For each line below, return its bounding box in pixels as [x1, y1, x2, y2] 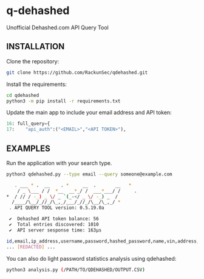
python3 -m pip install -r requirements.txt [6, 98, 121, 104]
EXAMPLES [6, 143, 50, 154]
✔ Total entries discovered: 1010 [8, 222, 99, 228]
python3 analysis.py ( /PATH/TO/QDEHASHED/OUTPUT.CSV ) [6, 266, 146, 273]
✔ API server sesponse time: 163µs [8, 227, 102, 233]
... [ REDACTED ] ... [6, 244, 56, 250]
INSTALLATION [6, 41, 65, 52]
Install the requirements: [6, 80, 67, 88]
